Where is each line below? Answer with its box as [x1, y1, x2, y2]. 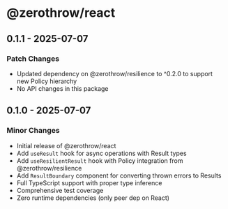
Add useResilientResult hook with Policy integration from [16, 156, 183, 165]
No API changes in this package [16, 84, 109, 92]
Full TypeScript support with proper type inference [16, 178, 162, 187]
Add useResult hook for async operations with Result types [16, 149, 187, 157]
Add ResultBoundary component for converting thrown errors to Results [16, 171, 222, 180]
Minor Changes [6, 126, 60, 136]
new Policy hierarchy [16, 77, 77, 85]
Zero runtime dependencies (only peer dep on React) [16, 194, 170, 202]
